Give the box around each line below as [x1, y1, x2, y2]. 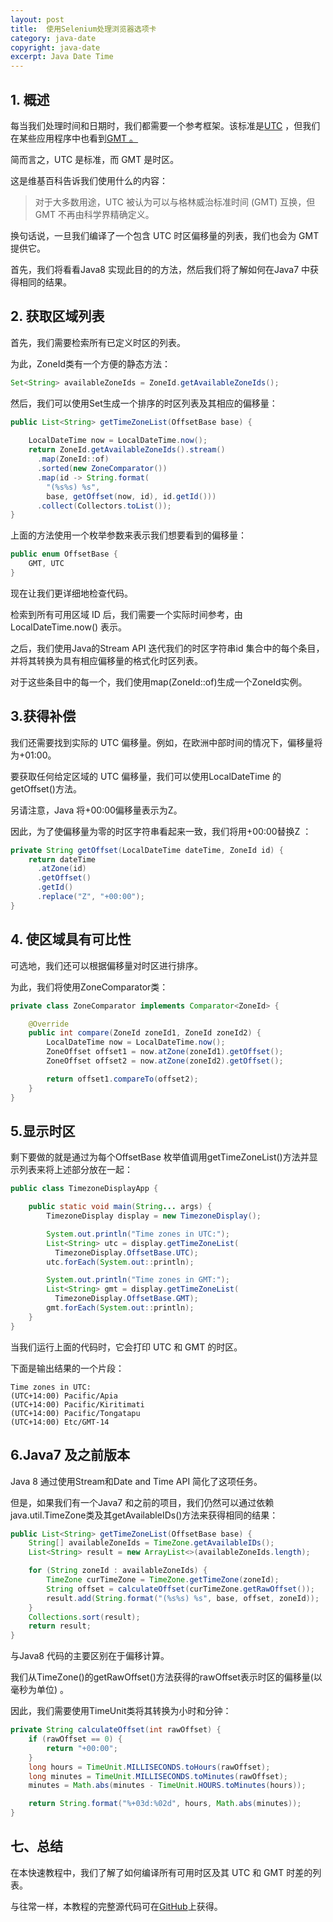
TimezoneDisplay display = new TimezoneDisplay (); [46, 1211, 262, 1221]
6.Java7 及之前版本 [10, 1447, 130, 1464]
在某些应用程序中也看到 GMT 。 [10, 132, 139, 144]
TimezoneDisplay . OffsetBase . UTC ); [54, 1247, 199, 1258]
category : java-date [10, 33, 97, 43]
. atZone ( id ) [36, 864, 87, 874]
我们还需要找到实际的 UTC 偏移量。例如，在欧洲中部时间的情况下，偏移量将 [10, 736, 323, 748]
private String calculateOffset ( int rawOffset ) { [10, 1725, 222, 1735]
